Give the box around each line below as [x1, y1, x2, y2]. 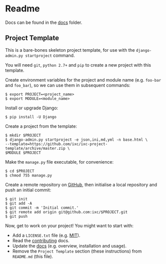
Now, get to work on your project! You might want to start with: [5, 222, 134, 229]
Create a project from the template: [5, 123, 77, 129]
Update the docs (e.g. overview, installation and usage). [12, 243, 127, 249]
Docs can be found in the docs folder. [5, 19, 83, 25]
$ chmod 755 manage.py [5, 173, 52, 178]
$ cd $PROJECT [5, 169, 35, 174]
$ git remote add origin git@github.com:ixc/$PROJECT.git [5, 209, 128, 214]
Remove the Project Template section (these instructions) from [12, 248, 142, 254]
